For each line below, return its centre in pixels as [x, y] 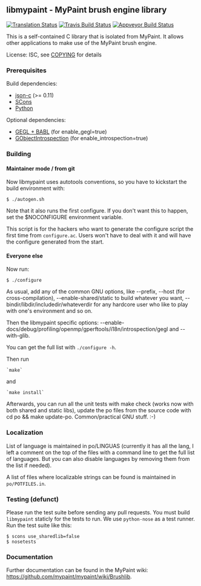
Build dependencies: [32, 84]
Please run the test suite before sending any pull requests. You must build [98, 513]
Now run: [18, 269]
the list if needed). [29, 465]
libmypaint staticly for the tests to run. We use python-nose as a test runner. [101, 519]
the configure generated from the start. [55, 242]
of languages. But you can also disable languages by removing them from [98, 458]
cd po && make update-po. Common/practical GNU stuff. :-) [81, 417]
